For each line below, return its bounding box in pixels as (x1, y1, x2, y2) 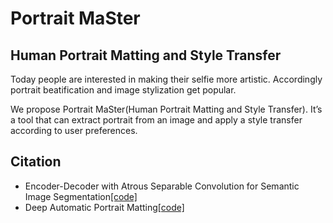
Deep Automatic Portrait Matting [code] (24, 201, 185, 213)
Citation (10, 153, 62, 171)
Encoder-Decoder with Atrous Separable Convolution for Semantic (24, 180, 300, 192)
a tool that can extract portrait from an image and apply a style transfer (10, 114, 303, 126)
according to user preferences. (10, 125, 138, 136)
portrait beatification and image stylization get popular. (10, 84, 237, 96)
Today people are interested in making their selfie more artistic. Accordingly (10, 73, 323, 85)
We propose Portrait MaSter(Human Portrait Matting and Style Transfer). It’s (10, 103, 323, 115)
